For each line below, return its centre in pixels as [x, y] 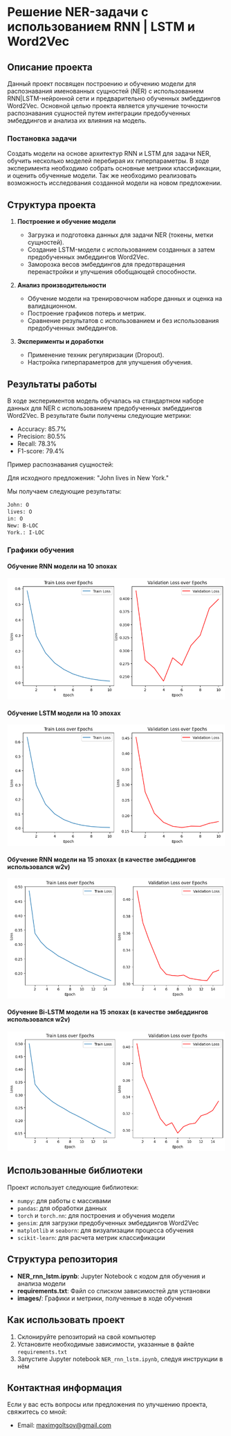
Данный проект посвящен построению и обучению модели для [102, 84]
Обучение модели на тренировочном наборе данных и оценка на [125, 299]
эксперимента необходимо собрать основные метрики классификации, [114, 168]
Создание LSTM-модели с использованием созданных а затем [121, 249]
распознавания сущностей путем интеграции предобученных [99, 113]
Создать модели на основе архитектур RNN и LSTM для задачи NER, [109, 154]
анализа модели [41, 1284]
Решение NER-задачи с [78, 12]
